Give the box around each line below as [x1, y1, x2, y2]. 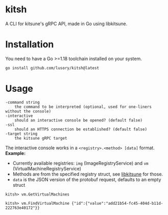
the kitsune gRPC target [14, 135, 67, 141]
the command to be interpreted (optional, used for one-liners [14, 104, 152, 109]
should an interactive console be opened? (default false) [14, 118, 143, 123]
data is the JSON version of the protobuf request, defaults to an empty [12, 176, 161, 183]
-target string [5, 131, 38, 136]
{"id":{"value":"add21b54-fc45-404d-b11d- [71, 201, 163, 206]
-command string [5, 100, 40, 105]
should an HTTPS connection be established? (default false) [14, 127, 147, 132]
